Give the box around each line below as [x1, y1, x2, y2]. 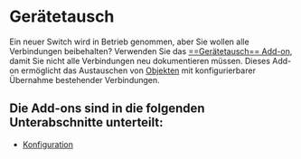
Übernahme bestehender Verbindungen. [9, 74, 160, 85]
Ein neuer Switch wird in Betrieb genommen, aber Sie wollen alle [9, 36, 250, 47]
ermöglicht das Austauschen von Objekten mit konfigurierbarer [21, 65, 256, 76]
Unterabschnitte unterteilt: [9, 115, 165, 130]
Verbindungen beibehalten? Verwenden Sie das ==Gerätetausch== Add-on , [9, 45, 293, 56]
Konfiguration [22, 138, 74, 150]
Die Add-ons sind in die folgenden [9, 101, 205, 117]
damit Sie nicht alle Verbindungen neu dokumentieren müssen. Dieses [9, 55, 271, 66]
